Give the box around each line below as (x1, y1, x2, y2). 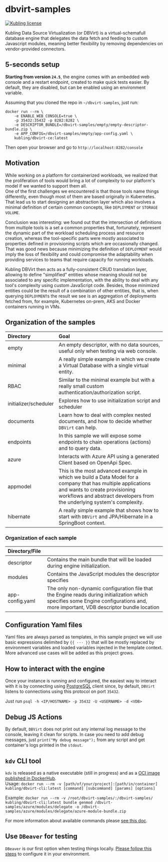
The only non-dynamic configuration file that (47, 585, 153, 592)
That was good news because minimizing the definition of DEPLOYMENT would (5, 246, 161, 252)
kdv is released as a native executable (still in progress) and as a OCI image (5, 770, 160, 776)
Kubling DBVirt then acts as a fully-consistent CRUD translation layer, (5, 266, 147, 272)
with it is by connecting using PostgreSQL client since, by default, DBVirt (5, 683, 155, 689)
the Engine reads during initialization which (47, 591, 148, 598)
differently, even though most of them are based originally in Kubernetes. (5, 193, 156, 199)
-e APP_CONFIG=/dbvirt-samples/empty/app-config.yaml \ (14, 131, 133, 136)
